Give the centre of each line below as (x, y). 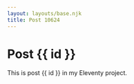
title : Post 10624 (33, 20)
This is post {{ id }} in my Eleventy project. (67, 73)
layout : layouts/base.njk (44, 13)
